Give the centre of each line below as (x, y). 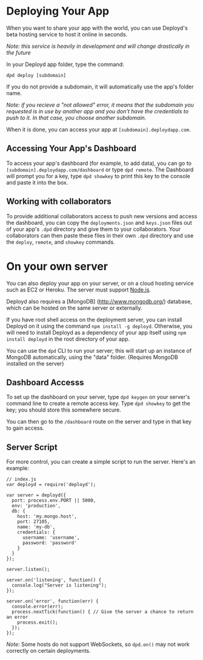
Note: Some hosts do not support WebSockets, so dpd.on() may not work (98, 644)
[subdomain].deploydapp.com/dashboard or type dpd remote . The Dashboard (100, 169)
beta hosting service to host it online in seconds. (67, 34)
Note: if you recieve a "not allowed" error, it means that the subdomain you (100, 105)
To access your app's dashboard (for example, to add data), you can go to (99, 163)
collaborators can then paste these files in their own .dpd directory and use (100, 235)
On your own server (57, 266)
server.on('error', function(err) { (52, 601)
